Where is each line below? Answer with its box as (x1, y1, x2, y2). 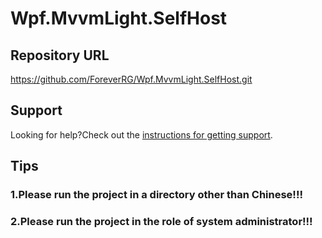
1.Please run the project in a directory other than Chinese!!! (10, 188, 303, 202)
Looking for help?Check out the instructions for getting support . (10, 128, 273, 141)
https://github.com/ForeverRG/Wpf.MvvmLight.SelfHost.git (10, 73, 253, 85)
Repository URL (10, 47, 110, 64)
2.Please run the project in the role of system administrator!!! (10, 215, 313, 229)
